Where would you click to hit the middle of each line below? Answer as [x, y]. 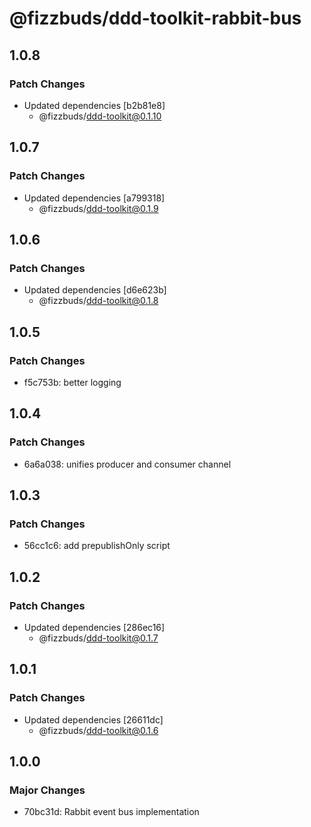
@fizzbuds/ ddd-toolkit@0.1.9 [98, 208]
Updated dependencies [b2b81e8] [94, 105]
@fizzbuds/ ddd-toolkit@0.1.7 [98, 638]
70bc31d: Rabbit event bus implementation [111, 812]
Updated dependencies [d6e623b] [95, 290]
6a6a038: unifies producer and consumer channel [127, 464]
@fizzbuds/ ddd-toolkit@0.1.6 [98, 730]
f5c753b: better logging [72, 382]
